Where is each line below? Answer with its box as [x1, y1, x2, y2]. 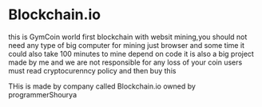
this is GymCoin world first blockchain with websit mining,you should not [8, 32, 248, 42]
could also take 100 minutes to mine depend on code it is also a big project [8, 49, 254, 58]
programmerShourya [8, 89, 77, 99]
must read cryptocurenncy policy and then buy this [8, 65, 177, 75]
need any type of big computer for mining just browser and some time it [8, 40, 245, 50]
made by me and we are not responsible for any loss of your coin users [8, 57, 243, 67]
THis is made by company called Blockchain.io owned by [8, 81, 196, 91]
